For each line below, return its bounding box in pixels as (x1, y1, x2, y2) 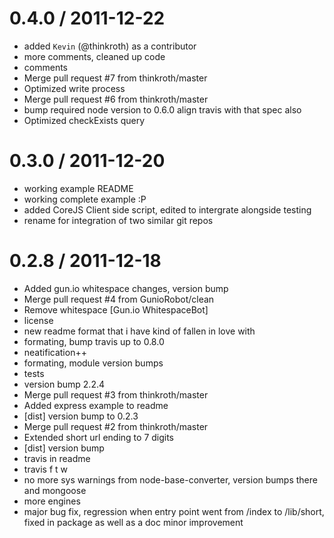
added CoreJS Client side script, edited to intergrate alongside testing (23, 203, 312, 216)
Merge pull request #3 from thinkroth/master (23, 388, 209, 401)
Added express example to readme (23, 399, 169, 411)
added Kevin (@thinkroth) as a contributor (23, 40, 197, 52)
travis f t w (23, 463, 68, 475)
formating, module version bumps (23, 357, 164, 369)
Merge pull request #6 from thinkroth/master (23, 93, 209, 105)
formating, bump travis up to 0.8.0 (23, 335, 165, 347)
